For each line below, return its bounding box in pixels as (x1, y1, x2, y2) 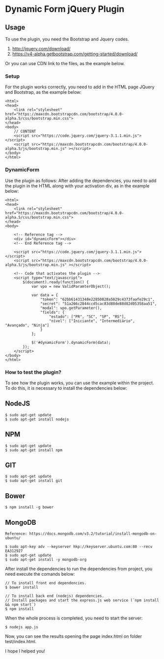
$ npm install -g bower (5, 505, 54, 510)
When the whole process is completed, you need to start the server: (5, 615, 143, 621)
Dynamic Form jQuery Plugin (5, 3, 125, 15)
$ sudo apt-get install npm (5, 447, 63, 452)
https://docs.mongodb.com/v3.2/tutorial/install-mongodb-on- (29, 531, 157, 536)
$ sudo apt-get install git (5, 478, 63, 483)
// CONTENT (14, 129, 36, 134)
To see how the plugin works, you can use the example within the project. (5, 380, 154, 386)
